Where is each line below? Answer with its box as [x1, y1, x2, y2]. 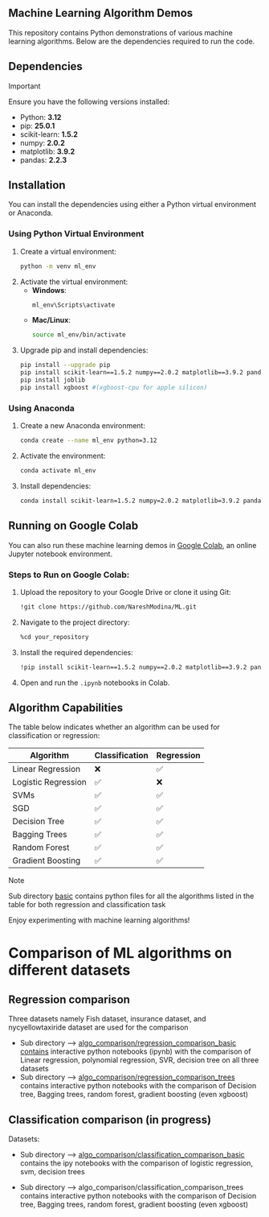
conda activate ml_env [19, 467, 96, 475]
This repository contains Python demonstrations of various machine [8, 27, 233, 37]
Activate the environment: [19, 451, 106, 461]
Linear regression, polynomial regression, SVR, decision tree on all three [19, 1055, 259, 1065]
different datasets [8, 961, 131, 979]
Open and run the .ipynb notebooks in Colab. [19, 678, 170, 687]
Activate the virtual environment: [19, 277, 128, 287]
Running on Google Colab [8, 519, 139, 533]
